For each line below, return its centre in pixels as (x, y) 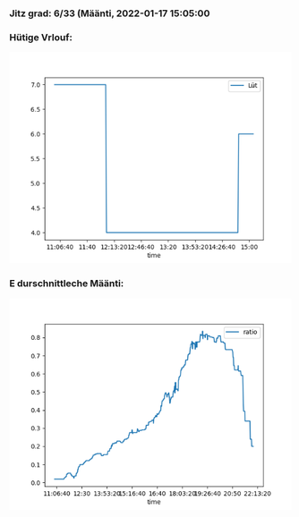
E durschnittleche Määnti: (67, 284)
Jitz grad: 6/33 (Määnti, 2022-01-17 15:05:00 (110, 13)
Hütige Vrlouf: (41, 37)
